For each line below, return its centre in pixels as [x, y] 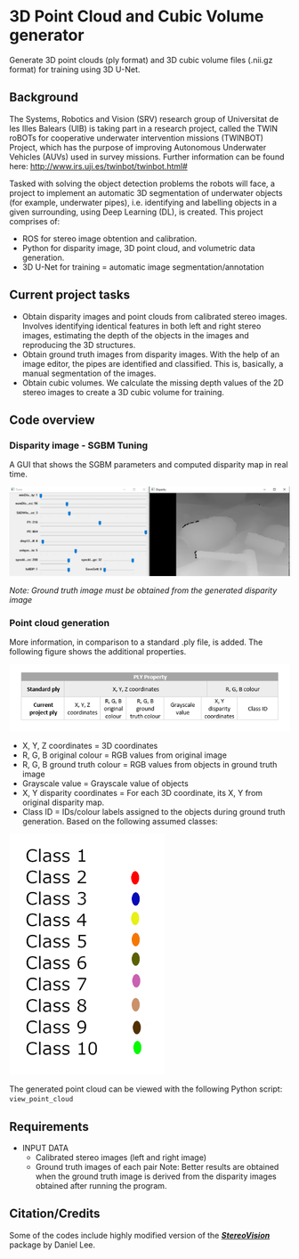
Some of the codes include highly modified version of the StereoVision [140, 1235]
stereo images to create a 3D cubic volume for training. [123, 392]
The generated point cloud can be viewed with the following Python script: [146, 1089]
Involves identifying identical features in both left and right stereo [141, 326]
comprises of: [35, 221]
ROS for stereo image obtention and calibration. [109, 239]
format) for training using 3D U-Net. [75, 69]
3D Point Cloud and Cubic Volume [137, 16]
